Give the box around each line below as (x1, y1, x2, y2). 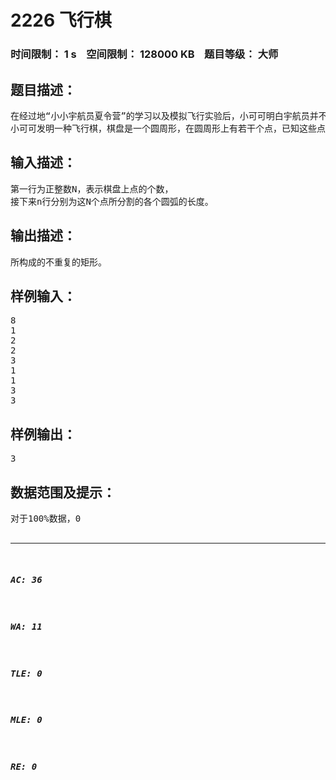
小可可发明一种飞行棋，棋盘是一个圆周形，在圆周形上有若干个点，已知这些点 (10, 122, 326, 134)
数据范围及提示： (10, 484, 116, 501)
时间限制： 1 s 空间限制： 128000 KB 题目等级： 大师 (10, 47, 279, 61)
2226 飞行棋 (10, 9, 112, 32)
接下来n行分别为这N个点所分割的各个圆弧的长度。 (10, 196, 214, 207)
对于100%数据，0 (10, 512, 82, 524)
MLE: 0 (10, 714, 43, 726)
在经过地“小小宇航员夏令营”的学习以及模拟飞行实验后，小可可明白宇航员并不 (10, 110, 328, 121)
